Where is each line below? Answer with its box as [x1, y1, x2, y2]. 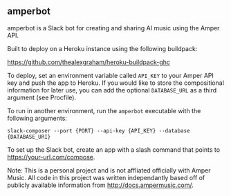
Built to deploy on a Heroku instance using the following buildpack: [7, 44, 198, 52]
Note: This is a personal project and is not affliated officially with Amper [7, 166, 211, 175]
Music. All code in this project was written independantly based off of [7, 173, 205, 182]
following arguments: [7, 114, 68, 122]
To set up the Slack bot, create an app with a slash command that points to [7, 145, 220, 154]
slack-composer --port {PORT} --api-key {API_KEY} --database [7, 127, 190, 134]
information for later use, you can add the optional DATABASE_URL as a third [7, 86, 217, 94]
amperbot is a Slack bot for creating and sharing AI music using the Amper [7, 23, 220, 32]
